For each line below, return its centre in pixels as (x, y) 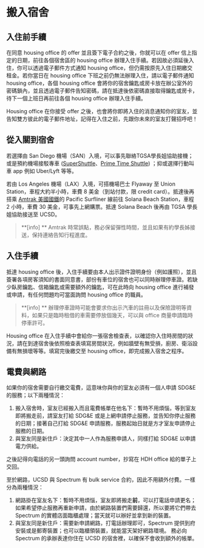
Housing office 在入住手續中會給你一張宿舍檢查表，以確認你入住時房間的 (97, 335)
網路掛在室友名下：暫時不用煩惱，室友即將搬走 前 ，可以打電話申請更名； (105, 501)
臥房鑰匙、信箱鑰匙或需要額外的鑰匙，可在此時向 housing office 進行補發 (103, 287)
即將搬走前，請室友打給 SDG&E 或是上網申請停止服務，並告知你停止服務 (105, 416)
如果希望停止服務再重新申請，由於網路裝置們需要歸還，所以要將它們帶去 (105, 508)
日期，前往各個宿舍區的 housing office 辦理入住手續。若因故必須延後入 (105, 60)
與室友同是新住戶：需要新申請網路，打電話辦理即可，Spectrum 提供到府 (105, 523)
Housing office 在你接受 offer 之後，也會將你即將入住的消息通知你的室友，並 (102, 111)
